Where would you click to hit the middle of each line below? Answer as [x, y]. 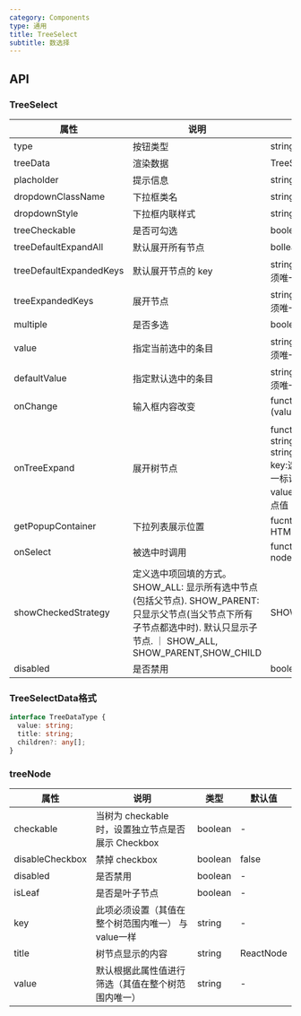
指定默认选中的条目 [173, 378]
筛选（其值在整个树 [136, 984]
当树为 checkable [132, 815]
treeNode [30, 774]
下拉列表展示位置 [169, 526]
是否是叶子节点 [127, 893]
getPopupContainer [55, 525]
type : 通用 [28, 26]
